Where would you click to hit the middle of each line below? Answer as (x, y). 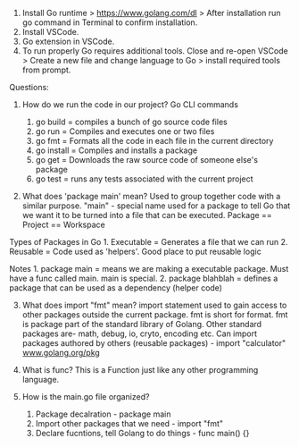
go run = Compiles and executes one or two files (125, 131)
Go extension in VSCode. (68, 41)
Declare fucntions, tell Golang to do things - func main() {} (142, 433)
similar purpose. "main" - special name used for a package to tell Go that (156, 206)
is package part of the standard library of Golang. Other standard (141, 324)
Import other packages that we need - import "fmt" (129, 423)
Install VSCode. (50, 32)
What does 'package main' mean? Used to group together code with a (151, 196)
